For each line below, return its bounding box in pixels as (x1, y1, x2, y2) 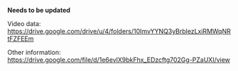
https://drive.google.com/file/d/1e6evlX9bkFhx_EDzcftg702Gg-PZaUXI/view (7, 56, 231, 64)
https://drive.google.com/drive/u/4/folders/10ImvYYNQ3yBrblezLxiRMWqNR (7, 27, 231, 35)
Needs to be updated (7, 6, 71, 14)
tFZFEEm (7, 34, 34, 43)
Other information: (7, 49, 62, 56)
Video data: (7, 20, 41, 27)
